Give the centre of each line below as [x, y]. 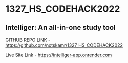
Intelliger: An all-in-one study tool [61, 28]
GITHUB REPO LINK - [28, 40]
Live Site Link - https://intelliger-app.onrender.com [59, 55]
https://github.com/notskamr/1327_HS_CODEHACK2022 [64, 45]
